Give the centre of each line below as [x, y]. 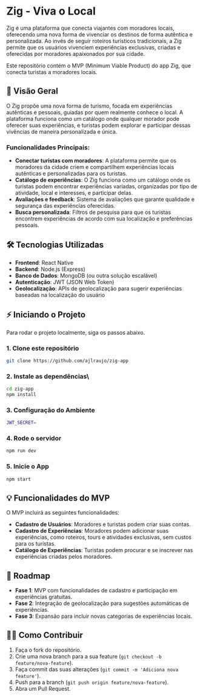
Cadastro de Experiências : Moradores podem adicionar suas [92, 531]
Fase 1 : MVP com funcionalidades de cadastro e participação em [96, 590]
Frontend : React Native [44, 262]
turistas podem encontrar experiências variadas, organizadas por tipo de [106, 186]
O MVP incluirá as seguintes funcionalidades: [63, 513]
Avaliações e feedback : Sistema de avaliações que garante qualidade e [105, 199]
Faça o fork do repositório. [48, 650]
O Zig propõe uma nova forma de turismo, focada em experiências [89, 106]
